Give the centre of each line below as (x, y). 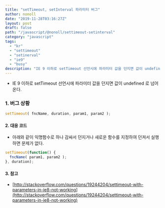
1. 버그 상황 (17, 103)
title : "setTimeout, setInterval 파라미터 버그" (53, 10)
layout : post (18, 23)
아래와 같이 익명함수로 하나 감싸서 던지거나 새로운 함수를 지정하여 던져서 (81, 137)
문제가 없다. (33, 143)
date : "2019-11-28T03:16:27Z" (36, 19)
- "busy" (18, 64)
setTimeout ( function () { (30, 153)
